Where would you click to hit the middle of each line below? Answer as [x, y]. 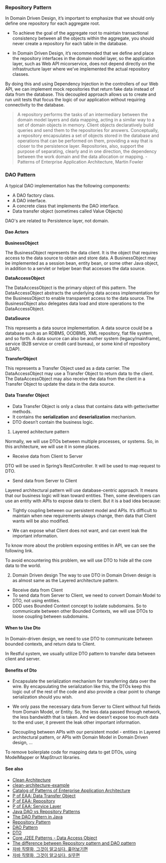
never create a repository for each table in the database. [70, 44]
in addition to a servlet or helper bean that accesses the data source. [76, 268]
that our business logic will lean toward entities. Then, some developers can [83, 495]
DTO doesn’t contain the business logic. [53, 422]
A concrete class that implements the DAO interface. [66, 206]
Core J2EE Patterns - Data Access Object [55, 838]
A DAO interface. [29, 200]
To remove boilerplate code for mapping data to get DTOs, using [71, 752]
